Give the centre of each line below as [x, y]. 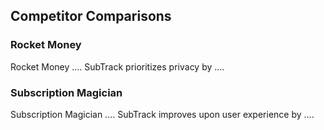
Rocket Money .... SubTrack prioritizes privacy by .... [117, 66]
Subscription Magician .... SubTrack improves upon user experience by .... [162, 114]
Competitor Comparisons [91, 16]
